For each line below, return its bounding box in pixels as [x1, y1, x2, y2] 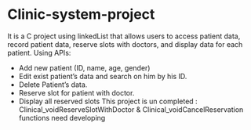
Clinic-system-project [7, 5, 155, 23]
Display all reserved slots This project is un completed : [18, 96, 198, 106]
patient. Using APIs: [7, 48, 71, 57]
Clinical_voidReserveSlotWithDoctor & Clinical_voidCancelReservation [18, 104, 244, 114]
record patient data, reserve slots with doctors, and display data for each [7, 39, 243, 49]
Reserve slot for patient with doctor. [18, 88, 135, 97]
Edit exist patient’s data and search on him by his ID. [18, 71, 187, 81]
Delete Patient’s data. [18, 80, 88, 89]
